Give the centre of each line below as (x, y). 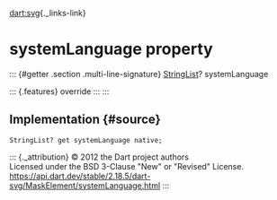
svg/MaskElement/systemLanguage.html (85, 185)
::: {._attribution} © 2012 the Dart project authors (99, 157)
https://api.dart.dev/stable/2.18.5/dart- (80, 176)
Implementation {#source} (85, 120)
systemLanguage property (111, 49)
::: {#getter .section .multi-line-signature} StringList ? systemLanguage (139, 74)
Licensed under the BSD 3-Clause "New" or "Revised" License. (127, 166)
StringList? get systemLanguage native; (86, 140)
